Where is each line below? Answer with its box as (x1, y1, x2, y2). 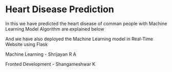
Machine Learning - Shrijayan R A (5, 51, 77, 57)
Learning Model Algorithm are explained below (5, 26, 104, 32)
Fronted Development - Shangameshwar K (5, 61, 96, 67)
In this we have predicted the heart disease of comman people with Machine (5, 20, 167, 27)
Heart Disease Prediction (5, 4, 114, 15)
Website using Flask (5, 41, 48, 47)
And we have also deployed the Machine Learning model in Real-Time (5, 36, 153, 42)
